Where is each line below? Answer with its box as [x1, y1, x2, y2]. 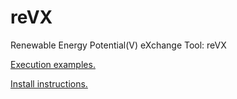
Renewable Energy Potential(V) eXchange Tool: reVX [10, 39, 227, 51]
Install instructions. [10, 77, 88, 90]
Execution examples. [10, 58, 96, 70]
